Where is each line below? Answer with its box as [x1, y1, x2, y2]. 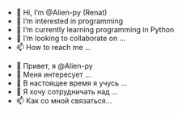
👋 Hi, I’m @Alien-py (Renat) [15, 8, 108, 17]
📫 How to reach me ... [15, 43, 91, 52]
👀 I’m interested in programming [15, 16, 124, 26]
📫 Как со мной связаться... [15, 96, 112, 105]
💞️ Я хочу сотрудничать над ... [15, 87, 119, 96]
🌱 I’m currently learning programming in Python [15, 25, 175, 34]
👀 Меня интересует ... [15, 69, 91, 79]
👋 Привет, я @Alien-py [15, 61, 93, 70]
